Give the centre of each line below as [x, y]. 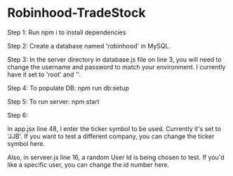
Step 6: [18, 115]
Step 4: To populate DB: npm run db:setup [68, 88]
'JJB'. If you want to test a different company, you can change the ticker [111, 136]
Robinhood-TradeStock [76, 13]
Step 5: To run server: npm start [53, 101]
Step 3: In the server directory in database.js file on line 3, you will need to [115, 59]
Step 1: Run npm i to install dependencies [67, 32]
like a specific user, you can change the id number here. [88, 164]
